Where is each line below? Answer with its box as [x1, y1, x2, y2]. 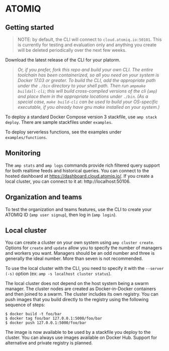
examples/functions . [5, 134, 47, 140]
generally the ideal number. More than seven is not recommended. [5, 255, 143, 262]
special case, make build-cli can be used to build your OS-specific [17, 99, 158, 105]
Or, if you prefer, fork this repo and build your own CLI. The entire [17, 66, 153, 73]
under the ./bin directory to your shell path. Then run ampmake [17, 83, 146, 89]
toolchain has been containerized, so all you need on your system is [17, 72, 159, 78]
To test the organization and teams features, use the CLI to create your [5, 206, 152, 212]
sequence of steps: [5, 302, 45, 308]
